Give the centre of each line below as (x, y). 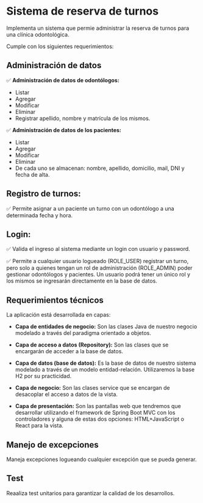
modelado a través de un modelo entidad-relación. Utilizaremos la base (105, 370)
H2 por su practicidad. (43, 376)
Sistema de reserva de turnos (83, 11)
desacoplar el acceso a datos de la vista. (66, 395)
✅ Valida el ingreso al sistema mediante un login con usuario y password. (98, 249)
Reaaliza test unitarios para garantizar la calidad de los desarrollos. (91, 493)
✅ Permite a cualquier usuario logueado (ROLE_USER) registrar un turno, (98, 261)
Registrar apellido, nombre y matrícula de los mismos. (83, 118)
